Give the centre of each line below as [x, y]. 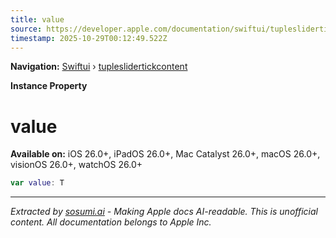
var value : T [37, 183]
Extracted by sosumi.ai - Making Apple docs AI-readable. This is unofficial [164, 212]
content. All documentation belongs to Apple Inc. [111, 222]
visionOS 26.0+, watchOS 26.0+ [76, 165]
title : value [37, 19]
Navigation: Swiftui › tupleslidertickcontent [99, 67]
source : [26, 29]
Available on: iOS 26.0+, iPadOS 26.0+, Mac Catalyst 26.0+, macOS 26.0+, [165, 154]
